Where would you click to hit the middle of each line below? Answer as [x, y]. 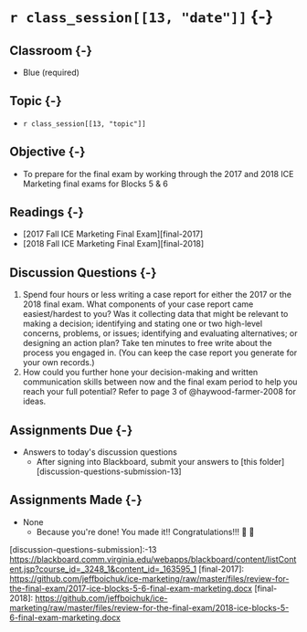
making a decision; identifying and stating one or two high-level [143, 324]
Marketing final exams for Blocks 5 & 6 [95, 184]
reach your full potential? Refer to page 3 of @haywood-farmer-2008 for [159, 392]
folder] [272, 462]
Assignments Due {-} [71, 430]
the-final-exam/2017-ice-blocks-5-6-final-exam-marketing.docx [131, 588]
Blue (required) [51, 72]
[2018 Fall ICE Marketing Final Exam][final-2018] [113, 244]
